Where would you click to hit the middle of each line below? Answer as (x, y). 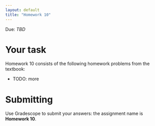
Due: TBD (15, 29)
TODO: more (26, 79)
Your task (26, 50)
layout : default (22, 10)
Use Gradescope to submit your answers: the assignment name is (74, 114)
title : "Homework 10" (28, 15)
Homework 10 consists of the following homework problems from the (77, 64)
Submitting (29, 99)
